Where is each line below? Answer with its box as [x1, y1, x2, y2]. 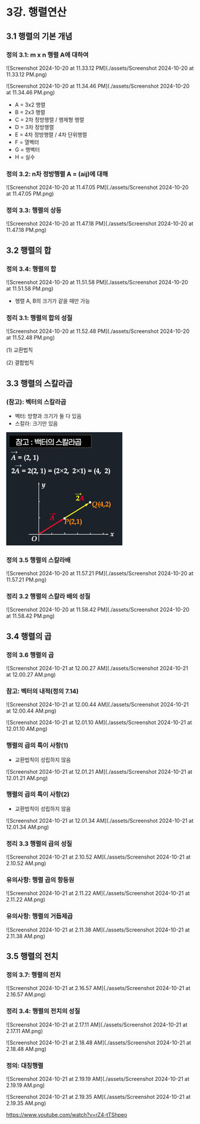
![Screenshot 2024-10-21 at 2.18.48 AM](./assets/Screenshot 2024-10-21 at [6, 1039, 192, 1046]
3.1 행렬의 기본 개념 [6, 31, 73, 41]
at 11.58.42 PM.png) [6, 612, 55, 619]
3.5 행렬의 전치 [6, 951, 58, 961]
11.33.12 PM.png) [6, 71, 48, 78]
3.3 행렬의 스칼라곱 [6, 378, 73, 389]
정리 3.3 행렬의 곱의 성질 [6, 839, 73, 848]
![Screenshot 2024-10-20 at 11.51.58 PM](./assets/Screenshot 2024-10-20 [6, 279, 189, 286]
